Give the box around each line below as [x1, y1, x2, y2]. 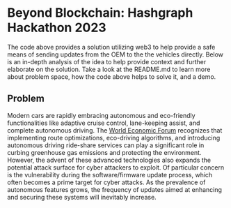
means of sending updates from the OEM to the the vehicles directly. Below [7, 50, 224, 59]
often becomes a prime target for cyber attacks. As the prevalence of [7, 178, 206, 186]
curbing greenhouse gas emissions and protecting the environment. [7, 148, 202, 156]
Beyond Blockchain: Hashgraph [7, 5, 193, 21]
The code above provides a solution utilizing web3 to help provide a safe [7, 43, 216, 51]
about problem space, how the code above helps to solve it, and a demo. [7, 72, 216, 81]
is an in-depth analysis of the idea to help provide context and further [7, 57, 207, 66]
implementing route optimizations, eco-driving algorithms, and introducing [7, 133, 221, 142]
